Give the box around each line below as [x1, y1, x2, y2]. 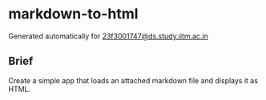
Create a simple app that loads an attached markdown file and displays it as [8, 75, 259, 85]
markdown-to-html [8, 5, 139, 23]
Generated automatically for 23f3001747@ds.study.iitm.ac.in [8, 31, 208, 41]
